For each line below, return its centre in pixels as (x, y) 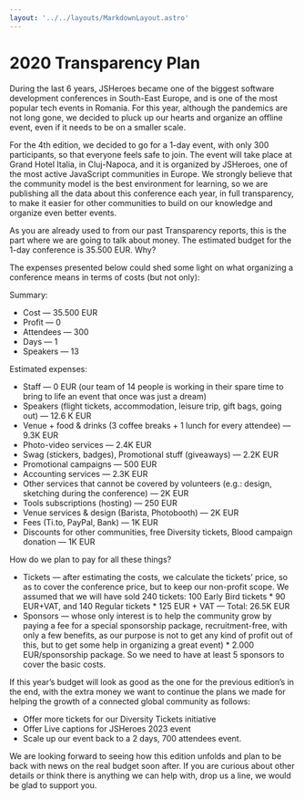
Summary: (29, 295)
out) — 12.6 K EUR (57, 415)
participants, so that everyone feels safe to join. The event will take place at (151, 154)
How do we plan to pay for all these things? (91, 559)
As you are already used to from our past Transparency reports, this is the (148, 230)
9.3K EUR (41, 435)
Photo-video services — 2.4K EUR (87, 444)
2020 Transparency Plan (105, 62)
